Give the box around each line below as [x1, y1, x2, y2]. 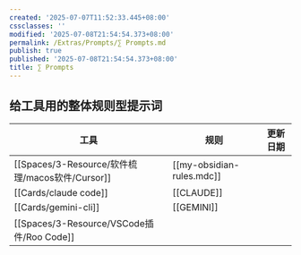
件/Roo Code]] [13, 230, 75, 242]
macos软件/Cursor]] [25, 171, 112, 183]
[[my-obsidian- [172, 158, 240, 171]
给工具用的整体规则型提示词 [9, 98, 163, 114]
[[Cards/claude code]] [13, 186, 109, 199]
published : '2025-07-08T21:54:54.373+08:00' [9, 55, 178, 64]
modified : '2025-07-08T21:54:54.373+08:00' [9, 30, 175, 38]
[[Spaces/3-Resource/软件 [13, 157, 129, 170]
